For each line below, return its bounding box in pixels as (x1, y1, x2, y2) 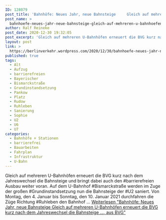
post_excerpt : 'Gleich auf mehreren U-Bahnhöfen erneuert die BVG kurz (5, 35, 156, 40)
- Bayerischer (9, 76, 39, 81)
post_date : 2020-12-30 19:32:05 (5, 30, 72, 35)
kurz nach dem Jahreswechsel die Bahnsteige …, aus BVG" (5, 209, 126, 215)
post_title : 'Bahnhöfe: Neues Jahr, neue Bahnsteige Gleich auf (5, 12, 149, 17)
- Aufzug (9, 67, 28, 72)
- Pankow (9, 90, 28, 95)
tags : (5, 58, 16, 63)
